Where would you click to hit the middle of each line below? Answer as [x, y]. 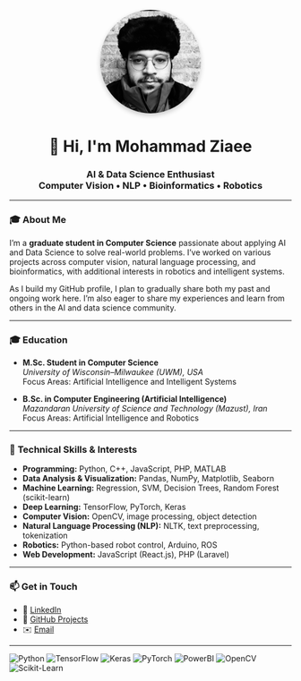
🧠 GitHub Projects [55, 619]
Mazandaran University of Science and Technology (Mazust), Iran [145, 408]
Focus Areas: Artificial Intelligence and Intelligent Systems [129, 381]
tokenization [45, 536]
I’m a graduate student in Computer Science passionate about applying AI [148, 243]
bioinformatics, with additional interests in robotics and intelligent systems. [147, 271]
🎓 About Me [38, 220]
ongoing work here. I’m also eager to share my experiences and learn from [147, 298]
